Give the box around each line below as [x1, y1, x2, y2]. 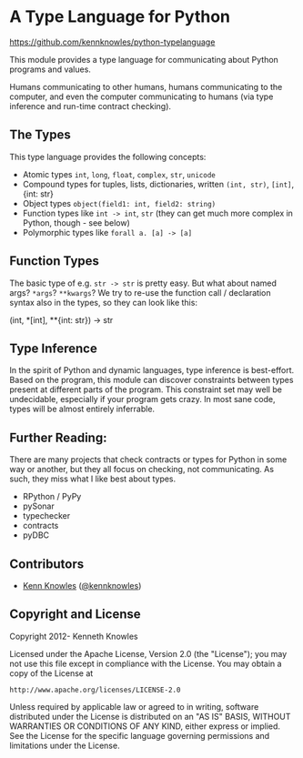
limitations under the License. [9, 740, 120, 751]
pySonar [22, 500, 55, 511]
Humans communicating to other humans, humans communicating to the [9, 81, 283, 92]
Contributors [9, 556, 85, 571]
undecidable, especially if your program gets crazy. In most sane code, [9, 394, 276, 405]
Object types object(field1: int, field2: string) [22, 197, 217, 208]
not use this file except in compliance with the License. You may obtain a [9, 658, 282, 669]
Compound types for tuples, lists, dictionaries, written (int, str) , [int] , [22, 178, 295, 189]
